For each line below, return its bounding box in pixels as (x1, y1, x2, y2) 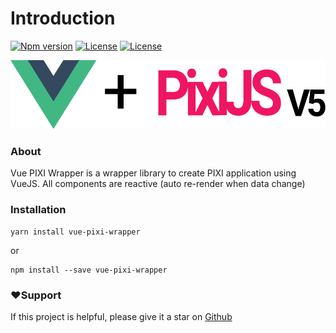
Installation (10, 203, 67, 217)
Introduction (10, 7, 116, 30)
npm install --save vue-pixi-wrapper (10, 265, 168, 275)
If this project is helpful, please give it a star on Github (10, 310, 233, 322)
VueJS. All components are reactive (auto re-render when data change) (10, 178, 306, 190)
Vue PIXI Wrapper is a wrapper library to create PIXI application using (10, 167, 297, 179)
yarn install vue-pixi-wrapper (10, 227, 141, 237)
